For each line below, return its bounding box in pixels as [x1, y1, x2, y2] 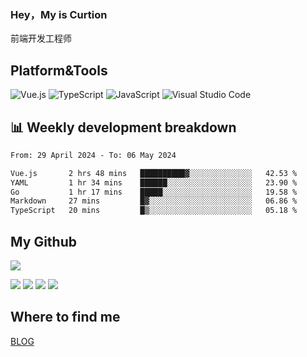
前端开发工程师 [10, 32, 72, 45]
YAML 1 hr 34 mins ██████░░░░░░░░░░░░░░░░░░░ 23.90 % [10, 177, 298, 188]
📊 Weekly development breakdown [10, 119, 237, 136]
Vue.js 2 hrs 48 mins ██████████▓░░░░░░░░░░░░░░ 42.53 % [10, 168, 298, 178]
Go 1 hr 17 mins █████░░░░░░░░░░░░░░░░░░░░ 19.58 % [10, 187, 298, 197]
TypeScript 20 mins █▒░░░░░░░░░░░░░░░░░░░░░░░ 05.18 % [10, 206, 298, 216]
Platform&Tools [10, 62, 108, 79]
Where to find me [10, 309, 121, 326]
